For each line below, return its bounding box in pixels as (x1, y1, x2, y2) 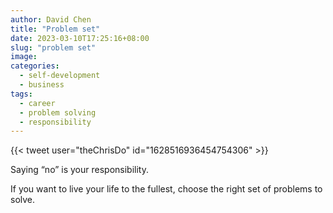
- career (19, 98, 56, 108)
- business (19, 80, 65, 90)
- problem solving (19, 107, 97, 118)
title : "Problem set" (10, 24, 101, 34)
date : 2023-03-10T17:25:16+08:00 (10, 33, 150, 43)
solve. (10, 194, 36, 206)
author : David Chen (10, 14, 92, 25)
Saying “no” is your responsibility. (10, 164, 149, 176)
